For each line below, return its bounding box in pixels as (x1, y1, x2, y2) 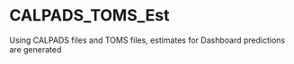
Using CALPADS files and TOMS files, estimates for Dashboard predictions (9, 35, 286, 45)
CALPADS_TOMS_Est (9, 5, 170, 26)
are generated (9, 44, 62, 54)
